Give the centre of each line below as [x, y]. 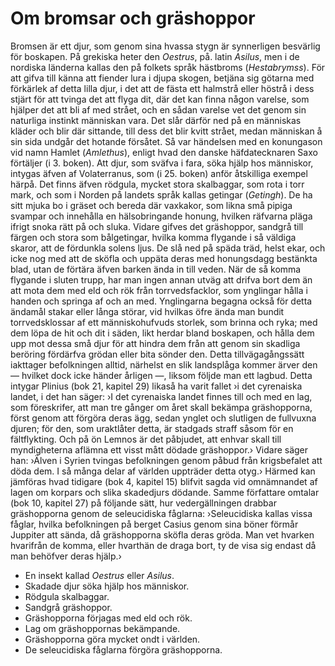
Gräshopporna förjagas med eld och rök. [108, 618]
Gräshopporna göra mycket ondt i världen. [112, 639]
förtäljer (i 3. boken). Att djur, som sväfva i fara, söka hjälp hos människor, [162, 163]
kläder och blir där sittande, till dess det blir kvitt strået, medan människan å [166, 131]
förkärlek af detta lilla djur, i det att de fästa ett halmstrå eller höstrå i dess [162, 88]
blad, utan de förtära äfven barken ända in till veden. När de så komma [156, 269]
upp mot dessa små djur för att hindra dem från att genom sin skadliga [155, 343]
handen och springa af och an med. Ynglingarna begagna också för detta [161, 301]
